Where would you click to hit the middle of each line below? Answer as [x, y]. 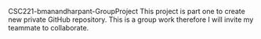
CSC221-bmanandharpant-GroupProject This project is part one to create [127, 11]
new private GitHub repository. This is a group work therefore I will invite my [131, 19]
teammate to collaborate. [49, 28]
